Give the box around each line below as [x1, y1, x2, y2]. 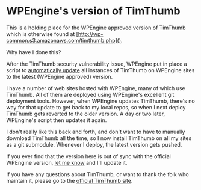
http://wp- [78, 30, 104, 37]
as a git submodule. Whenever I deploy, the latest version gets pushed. [6, 141, 182, 148]
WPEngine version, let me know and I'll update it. [6, 159, 128, 166]
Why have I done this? [6, 48, 61, 55]
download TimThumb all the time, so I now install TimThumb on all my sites [6, 134, 192, 142]
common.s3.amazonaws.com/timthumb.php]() [6, 37, 122, 44]
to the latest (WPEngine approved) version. [6, 73, 113, 80]
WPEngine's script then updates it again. [6, 116, 107, 124]
